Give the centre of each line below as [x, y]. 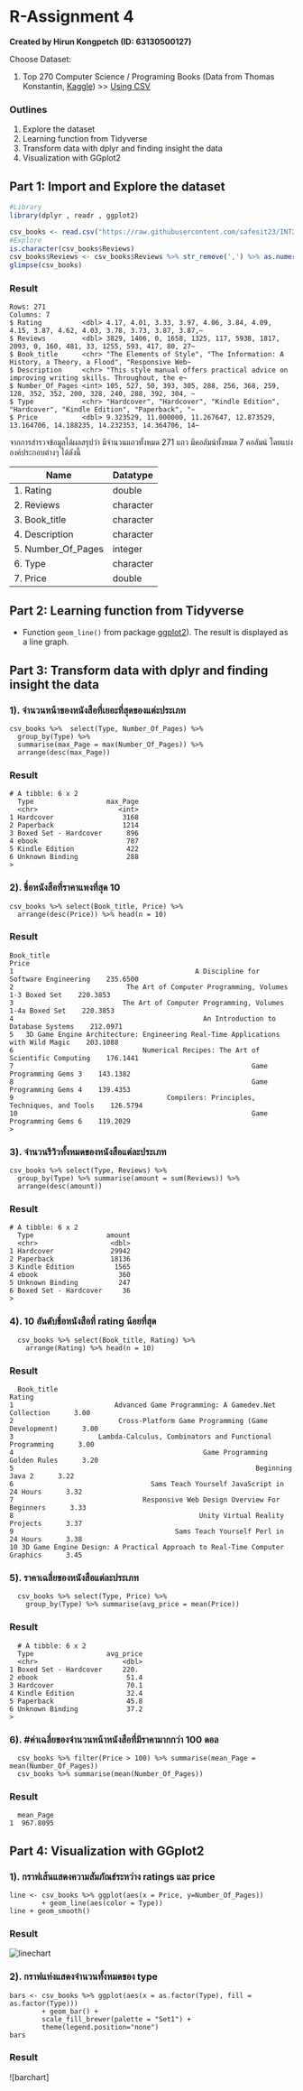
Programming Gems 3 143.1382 [70, 1074]
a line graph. [46, 642]
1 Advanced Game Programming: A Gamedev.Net [143, 1405]
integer [127, 550]
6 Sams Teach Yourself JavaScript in [147, 1485]
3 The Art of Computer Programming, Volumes [147, 1003]
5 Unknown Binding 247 [70, 1283]
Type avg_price [80, 1653]
